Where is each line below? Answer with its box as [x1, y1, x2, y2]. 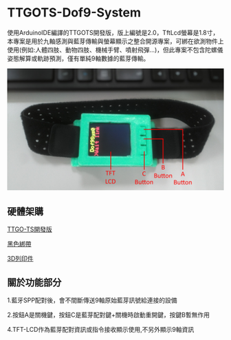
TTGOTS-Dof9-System [7, 5, 142, 21]
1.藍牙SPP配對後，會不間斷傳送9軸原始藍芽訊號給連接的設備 [7, 296, 177, 304]
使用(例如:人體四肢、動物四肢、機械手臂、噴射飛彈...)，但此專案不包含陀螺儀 [7, 45, 223, 54]
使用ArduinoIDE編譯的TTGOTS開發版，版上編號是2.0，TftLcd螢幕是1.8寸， [7, 28, 219, 36]
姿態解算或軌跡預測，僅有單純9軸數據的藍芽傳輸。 [7, 54, 150, 63]
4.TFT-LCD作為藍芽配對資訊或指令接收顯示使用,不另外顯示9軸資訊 [7, 326, 195, 334]
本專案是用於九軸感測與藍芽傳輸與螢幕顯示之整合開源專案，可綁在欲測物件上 [7, 36, 224, 45]
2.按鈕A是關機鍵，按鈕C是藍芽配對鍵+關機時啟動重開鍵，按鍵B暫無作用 [7, 311, 210, 319]
